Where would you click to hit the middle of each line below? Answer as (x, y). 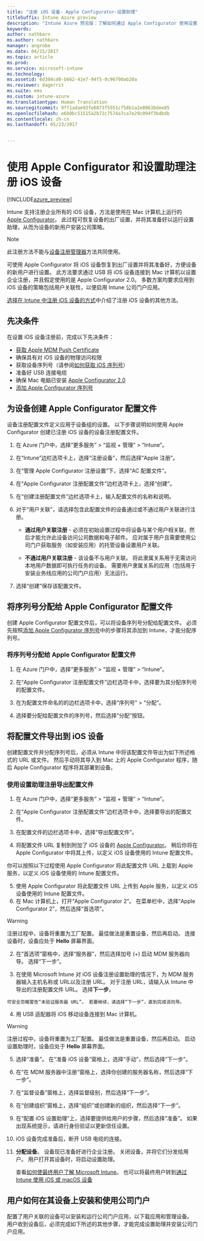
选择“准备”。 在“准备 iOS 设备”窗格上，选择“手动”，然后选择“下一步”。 (103, 1059)
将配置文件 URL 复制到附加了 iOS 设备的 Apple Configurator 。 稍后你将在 (107, 845)
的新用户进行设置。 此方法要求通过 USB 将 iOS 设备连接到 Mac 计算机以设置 (101, 272)
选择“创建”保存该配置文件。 (50, 586)
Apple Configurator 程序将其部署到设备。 (65, 767)
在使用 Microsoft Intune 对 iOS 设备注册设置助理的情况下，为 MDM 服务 (105, 974)
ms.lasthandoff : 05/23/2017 (42, 125)
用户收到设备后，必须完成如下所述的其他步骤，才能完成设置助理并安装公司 (100, 1224)
